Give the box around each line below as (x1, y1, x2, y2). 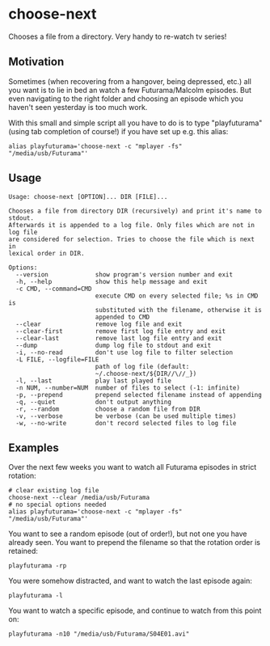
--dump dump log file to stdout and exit (15, 341, 212, 349)
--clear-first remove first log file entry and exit (15, 327, 226, 336)
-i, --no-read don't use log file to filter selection (15, 348, 233, 357)
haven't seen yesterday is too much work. (8, 102, 148, 112)
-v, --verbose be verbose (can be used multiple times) (15, 412, 237, 420)
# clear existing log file (8, 487, 99, 495)
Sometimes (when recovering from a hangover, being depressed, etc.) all (8, 76, 252, 86)
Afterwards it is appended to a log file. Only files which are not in (8, 221, 255, 229)
